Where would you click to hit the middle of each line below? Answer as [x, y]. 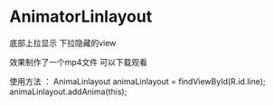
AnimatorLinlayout [81, 17]
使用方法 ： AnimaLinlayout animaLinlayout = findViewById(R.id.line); [137, 81]
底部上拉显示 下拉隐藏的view [63, 43]
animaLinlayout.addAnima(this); [68, 92]
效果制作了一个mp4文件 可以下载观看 [78, 62]
